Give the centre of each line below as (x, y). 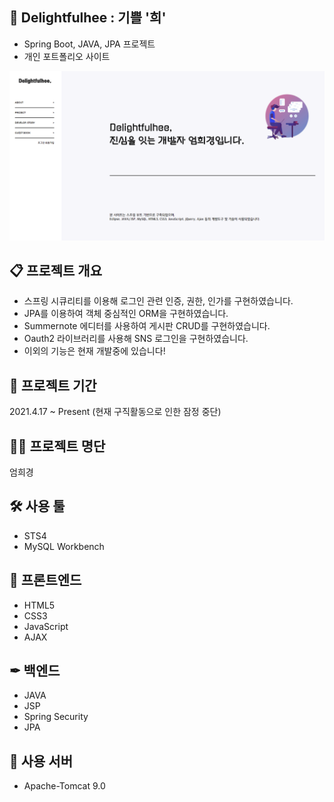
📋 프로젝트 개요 (55, 270)
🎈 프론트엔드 (45, 580)
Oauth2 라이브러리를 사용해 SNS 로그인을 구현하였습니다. (136, 339)
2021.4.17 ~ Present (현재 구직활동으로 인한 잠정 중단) (115, 412)
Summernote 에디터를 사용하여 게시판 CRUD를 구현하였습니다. (147, 326)
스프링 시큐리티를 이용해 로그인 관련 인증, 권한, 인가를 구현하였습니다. (158, 301)
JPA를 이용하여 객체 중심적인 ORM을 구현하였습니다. (126, 314)
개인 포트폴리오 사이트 (67, 56)
